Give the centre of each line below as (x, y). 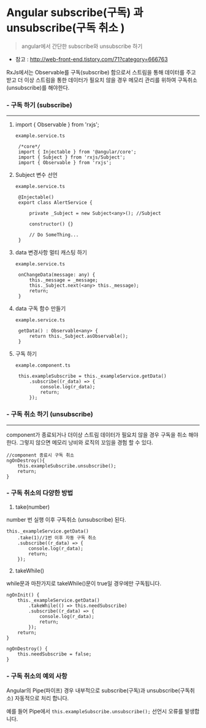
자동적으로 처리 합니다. (42, 699)
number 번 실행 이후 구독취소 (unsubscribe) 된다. (67, 519)
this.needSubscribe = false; (55, 654)
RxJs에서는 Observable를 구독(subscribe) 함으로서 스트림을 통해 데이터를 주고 (101, 72)
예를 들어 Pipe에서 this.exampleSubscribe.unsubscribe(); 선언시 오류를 (95, 711)
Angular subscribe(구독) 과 (75, 13)
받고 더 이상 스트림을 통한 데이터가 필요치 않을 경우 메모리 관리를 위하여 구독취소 (102, 80)
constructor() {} (51, 224)
